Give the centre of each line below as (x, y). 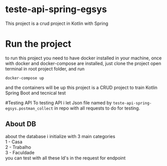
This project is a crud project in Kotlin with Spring (57, 23)
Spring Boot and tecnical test (36, 93)
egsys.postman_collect (29, 108)
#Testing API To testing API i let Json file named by (59, 103)
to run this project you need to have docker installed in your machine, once (83, 58)
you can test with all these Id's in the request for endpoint (65, 158)
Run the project (38, 44)
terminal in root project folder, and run (45, 69)
